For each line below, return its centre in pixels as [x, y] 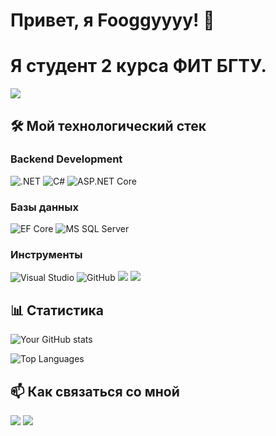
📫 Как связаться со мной [95, 391]
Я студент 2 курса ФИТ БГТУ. [138, 66]
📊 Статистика [57, 310]
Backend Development [66, 159]
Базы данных [44, 207]
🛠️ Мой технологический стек [108, 125]
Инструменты [46, 255]
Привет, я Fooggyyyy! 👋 [112, 20]
